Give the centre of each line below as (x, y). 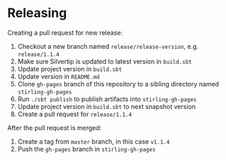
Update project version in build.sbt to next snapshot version (107, 106)
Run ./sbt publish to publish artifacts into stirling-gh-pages (107, 99)
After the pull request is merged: (55, 127)
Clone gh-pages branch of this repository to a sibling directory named (118, 84)
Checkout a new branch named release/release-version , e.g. (108, 46)
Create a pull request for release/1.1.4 (75, 114)
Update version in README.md (59, 76)
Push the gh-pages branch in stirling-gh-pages (86, 149)
